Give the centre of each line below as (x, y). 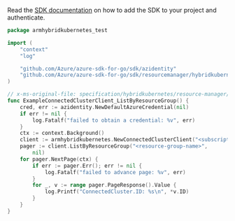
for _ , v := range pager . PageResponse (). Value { (105, 185)
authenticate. (26, 17)
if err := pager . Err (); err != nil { (87, 166)
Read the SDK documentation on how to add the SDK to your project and (112, 10)
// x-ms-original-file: (42, 94)
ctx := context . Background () (62, 133)
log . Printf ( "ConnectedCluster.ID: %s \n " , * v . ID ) (117, 192)
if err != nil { (44, 114)
